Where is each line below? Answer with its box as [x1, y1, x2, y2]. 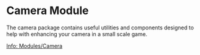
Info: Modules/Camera [6, 42, 63, 50]
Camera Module [6, 4, 89, 18]
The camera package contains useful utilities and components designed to [6, 24, 194, 31]
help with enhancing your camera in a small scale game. [6, 30, 148, 37]
